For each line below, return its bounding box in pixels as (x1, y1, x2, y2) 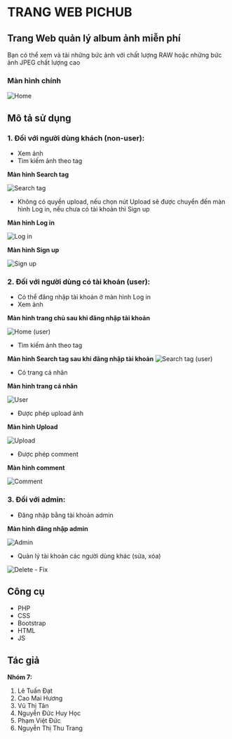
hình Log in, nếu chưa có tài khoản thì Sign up (17, 204, 150, 213)
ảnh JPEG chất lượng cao (7, 58, 81, 67)
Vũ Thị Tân (17, 702, 49, 710)
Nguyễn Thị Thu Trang (17, 724, 83, 733)
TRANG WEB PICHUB (7, 4, 132, 20)
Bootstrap (17, 619, 46, 627)
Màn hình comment (7, 464, 65, 472)
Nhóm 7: (7, 673, 33, 681)
